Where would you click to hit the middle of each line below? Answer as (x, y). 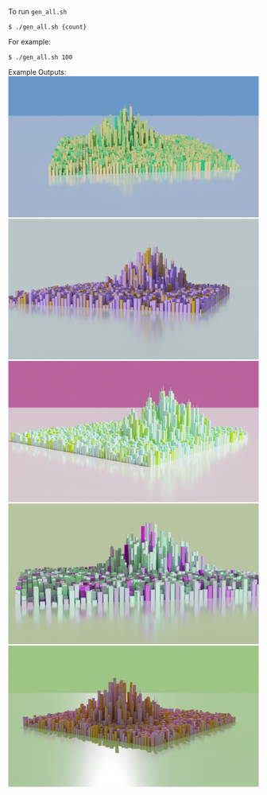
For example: (30, 42)
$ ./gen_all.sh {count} (48, 27)
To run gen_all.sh (38, 12)
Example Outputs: (37, 72)
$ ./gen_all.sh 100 (41, 57)
